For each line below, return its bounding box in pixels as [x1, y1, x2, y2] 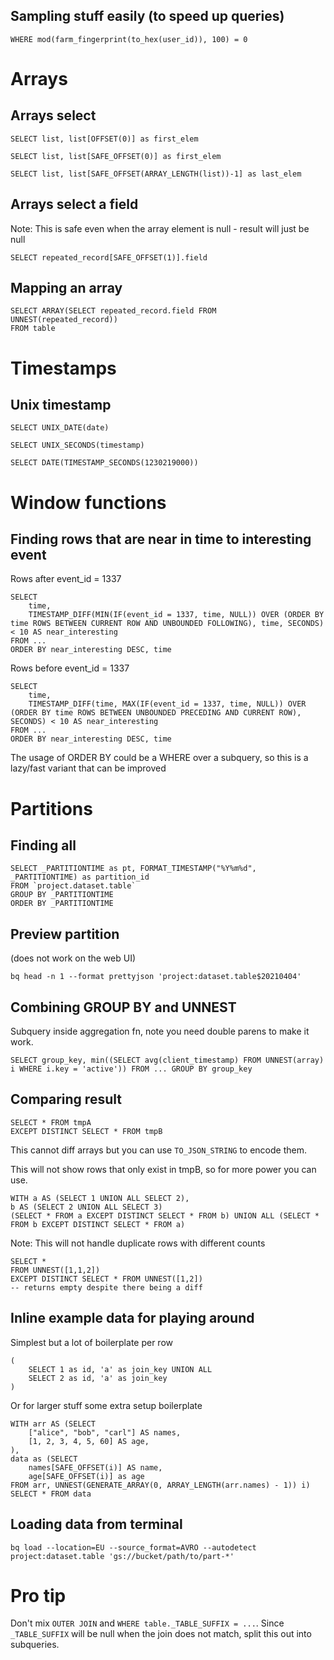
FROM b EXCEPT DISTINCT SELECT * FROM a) [10, 1219, 186, 1229]
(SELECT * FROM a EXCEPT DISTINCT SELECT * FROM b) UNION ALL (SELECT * [10, 1210, 320, 1221]
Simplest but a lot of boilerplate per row [10, 1336, 173, 1348]
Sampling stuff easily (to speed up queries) [10, 8, 285, 25]
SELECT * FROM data [10, 1489, 92, 1499]
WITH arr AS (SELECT [10, 1419, 97, 1429]
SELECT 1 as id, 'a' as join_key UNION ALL [28, 1364, 213, 1374]
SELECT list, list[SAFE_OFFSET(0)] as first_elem [10, 151, 222, 161]
